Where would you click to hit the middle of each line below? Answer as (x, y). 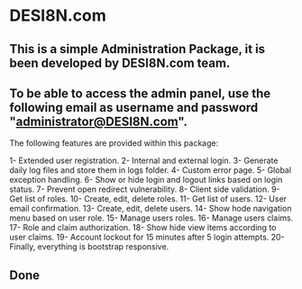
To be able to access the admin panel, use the (140, 93)
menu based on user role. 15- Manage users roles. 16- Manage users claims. (151, 218)
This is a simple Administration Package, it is (137, 49)
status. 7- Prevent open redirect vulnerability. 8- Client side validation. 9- (145, 189)
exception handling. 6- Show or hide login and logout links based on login (146, 180)
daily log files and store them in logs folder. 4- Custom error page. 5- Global (150, 170)
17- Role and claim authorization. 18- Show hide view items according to (143, 228)
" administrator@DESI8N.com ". (98, 121)
